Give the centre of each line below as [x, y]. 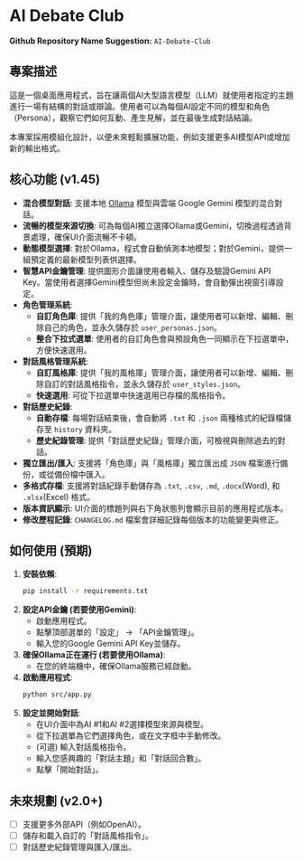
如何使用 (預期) [51, 550]
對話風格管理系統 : [55, 361]
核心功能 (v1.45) [55, 180]
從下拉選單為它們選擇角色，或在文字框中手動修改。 [131, 736]
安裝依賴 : [39, 574]
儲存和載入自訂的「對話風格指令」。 [87, 836]
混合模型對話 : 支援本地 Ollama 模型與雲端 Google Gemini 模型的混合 [148, 203]
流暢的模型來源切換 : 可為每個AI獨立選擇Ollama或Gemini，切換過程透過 [153, 225]
